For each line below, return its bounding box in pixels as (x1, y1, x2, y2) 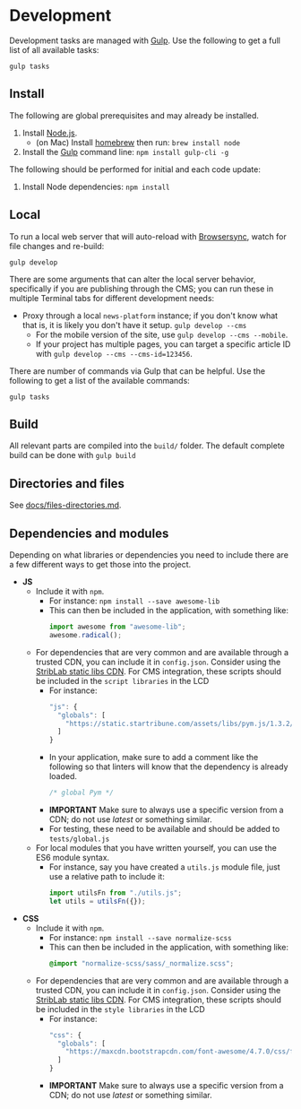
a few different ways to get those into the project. (9, 559, 192, 569)
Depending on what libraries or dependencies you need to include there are (9, 550, 289, 560)
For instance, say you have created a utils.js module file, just (48, 862, 280, 872)
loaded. (48, 771, 78, 782)
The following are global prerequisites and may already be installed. (9, 109, 260, 121)
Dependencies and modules (9, 525, 169, 541)
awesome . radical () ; (48, 630, 123, 639)
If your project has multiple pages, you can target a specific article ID (35, 338, 291, 350)
